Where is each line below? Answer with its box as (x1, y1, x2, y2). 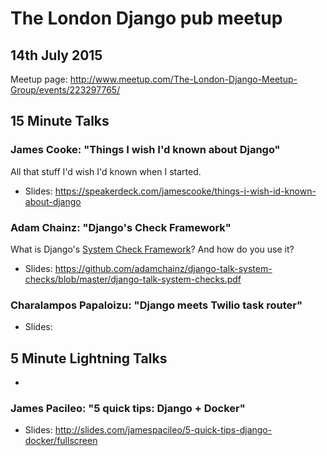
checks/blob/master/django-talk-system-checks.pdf (24, 273, 242, 285)
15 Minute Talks (10, 113, 110, 130)
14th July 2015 (10, 47, 103, 64)
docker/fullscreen (24, 435, 98, 447)
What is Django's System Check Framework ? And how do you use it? (10, 243, 295, 255)
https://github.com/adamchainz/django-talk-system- (54, 262, 273, 274)
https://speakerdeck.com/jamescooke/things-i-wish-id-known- (54, 185, 317, 197)
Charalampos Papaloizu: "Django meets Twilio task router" (10, 298, 303, 312)
